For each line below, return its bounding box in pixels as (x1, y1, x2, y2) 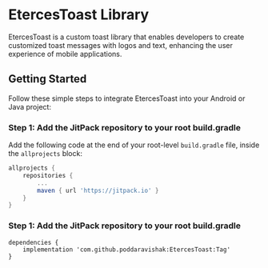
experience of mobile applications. (8, 49, 122, 58)
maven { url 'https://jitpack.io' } (37, 186, 159, 194)
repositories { (22, 171, 74, 179)
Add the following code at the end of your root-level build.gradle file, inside (8, 140, 260, 150)
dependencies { (8, 238, 59, 246)
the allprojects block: (8, 149, 82, 158)
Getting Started (8, 72, 87, 86)
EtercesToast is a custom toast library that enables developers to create (8, 32, 245, 42)
